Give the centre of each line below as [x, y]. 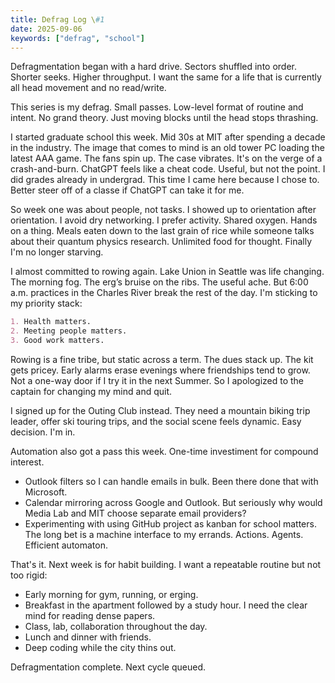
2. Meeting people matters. [69, 331]
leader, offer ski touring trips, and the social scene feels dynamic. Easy [156, 421]
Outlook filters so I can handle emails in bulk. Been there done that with [171, 481]
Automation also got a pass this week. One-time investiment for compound [164, 451]
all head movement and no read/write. [88, 88]
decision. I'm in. [43, 432]
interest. [27, 462]
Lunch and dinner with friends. [88, 637]
